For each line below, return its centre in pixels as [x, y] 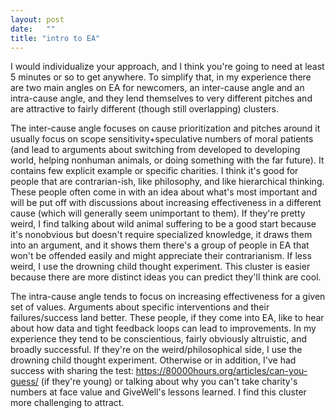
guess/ [24, 382]
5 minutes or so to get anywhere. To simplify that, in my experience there [161, 77]
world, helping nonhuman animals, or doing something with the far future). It [167, 160]
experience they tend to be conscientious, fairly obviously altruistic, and [159, 339]
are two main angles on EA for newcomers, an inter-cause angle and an [157, 88]
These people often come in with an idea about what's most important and [164, 192]
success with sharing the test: [72, 371]
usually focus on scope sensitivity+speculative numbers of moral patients [162, 139]
